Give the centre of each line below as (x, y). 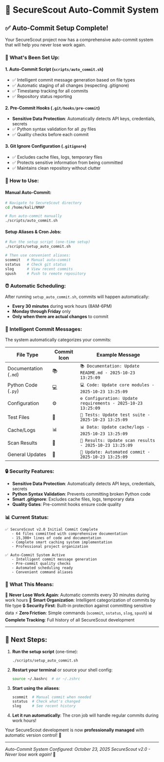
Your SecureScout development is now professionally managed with (75, 730)
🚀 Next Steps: (26, 640)
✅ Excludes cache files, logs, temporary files (57, 157)
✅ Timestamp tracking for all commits (50, 91)
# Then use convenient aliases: (38, 256)
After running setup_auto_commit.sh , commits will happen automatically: (77, 297)
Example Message (118, 355)
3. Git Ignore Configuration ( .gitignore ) (46, 146)
